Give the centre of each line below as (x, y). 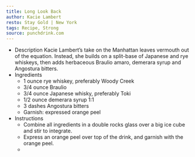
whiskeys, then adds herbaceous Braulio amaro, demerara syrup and (98, 63)
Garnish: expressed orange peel (62, 112)
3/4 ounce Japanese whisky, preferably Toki (77, 94)
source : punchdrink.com (35, 33)
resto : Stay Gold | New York (42, 22)
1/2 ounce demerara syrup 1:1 (59, 100)
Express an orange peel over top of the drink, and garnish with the (103, 137)
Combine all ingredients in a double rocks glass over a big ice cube (104, 125)
